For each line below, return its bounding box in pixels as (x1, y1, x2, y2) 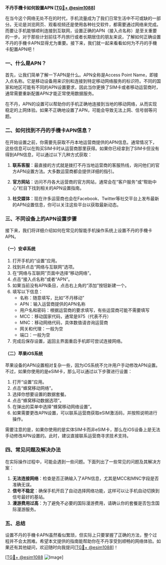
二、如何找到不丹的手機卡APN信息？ (5, 127, 92, 134)
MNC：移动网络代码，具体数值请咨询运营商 (19, 320, 109, 326)
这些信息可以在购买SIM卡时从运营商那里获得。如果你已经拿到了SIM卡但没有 (5, 145, 160, 151)
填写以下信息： (12, 289, 43, 295)
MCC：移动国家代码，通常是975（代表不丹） (19, 314, 112, 320)
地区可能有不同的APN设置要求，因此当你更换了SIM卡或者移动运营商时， (13, 84, 161, 91)
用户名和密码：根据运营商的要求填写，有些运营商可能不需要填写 (19, 307, 150, 313)
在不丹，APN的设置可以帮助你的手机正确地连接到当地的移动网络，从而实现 (5, 101, 157, 107)
